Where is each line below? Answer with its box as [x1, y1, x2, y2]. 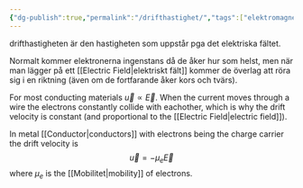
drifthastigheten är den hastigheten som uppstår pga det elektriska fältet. [9, 38, 281, 49]
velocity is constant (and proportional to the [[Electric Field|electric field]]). [9, 111, 288, 121]
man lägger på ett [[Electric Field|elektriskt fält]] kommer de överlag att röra [9, 65, 291, 76]
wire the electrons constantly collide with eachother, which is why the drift [9, 101, 286, 112]
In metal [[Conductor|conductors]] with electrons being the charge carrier [9, 128, 284, 139]
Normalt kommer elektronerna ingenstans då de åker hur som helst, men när [9, 55, 294, 66]
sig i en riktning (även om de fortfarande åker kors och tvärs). [9, 74, 238, 85]
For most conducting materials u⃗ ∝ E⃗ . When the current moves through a [9, 92, 290, 103]
